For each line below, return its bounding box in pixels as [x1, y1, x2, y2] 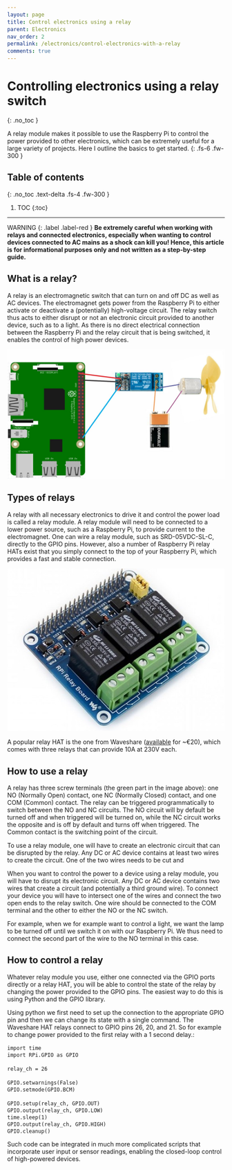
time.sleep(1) [7, 1114, 48, 1121]
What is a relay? [7, 273, 77, 285]
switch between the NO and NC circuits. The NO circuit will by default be [7, 806, 215, 814]
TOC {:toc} [17, 203, 48, 211]
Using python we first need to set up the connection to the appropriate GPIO [7, 1008, 224, 1016]
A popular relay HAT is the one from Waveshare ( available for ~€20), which [7, 738, 221, 746]
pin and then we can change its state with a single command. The [7, 1016, 194, 1024]
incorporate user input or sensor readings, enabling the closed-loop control [7, 1147, 222, 1155]
